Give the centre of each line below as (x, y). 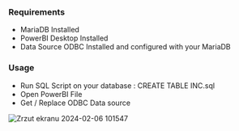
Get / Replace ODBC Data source (75, 103)
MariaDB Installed (49, 30)
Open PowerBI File (51, 94)
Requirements (37, 12)
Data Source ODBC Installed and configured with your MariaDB (125, 47)
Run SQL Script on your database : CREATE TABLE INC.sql (117, 85)
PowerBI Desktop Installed (64, 38)
